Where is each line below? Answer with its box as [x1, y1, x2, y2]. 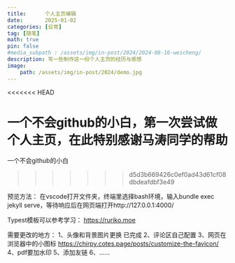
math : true [7, 36, 39, 43]
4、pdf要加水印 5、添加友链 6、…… [7, 248, 111, 257]
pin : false [7, 43, 39, 50]
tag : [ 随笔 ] [7, 29, 40, 37]
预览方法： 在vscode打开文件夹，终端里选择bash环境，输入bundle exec [7, 192, 215, 201]
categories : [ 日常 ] [7, 23, 62, 30]
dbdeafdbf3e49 [129, 178, 175, 186]
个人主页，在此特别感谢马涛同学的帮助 [7, 132, 229, 148]
